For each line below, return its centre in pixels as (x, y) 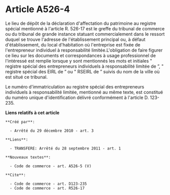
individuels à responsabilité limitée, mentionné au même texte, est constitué (84, 92)
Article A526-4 (38, 9)
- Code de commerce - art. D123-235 (48, 184)
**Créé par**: (20, 122)
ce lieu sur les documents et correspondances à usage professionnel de (80, 55)
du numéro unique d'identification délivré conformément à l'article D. (77, 97)
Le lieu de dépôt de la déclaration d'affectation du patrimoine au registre (81, 23)
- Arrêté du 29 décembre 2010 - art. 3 (52, 131)
